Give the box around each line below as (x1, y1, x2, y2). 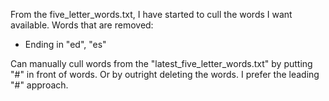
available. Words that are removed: (10, 19, 154, 31)
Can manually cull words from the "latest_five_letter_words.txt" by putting (10, 58, 313, 69)
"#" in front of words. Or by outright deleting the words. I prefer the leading (10, 69, 320, 80)
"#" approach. (10, 79, 69, 91)
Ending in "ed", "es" (24, 39, 107, 50)
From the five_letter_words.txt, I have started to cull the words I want (10, 9, 293, 20)
